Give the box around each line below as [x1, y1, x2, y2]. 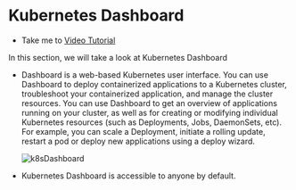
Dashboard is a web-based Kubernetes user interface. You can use [21, 69, 269, 80]
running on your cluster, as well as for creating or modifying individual [21, 107, 278, 118]
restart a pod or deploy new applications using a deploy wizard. [21, 136, 256, 146]
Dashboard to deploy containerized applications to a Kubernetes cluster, [21, 78, 287, 89]
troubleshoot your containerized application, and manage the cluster [21, 88, 274, 99]
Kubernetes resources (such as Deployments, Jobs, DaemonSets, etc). [21, 117, 283, 128]
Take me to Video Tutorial [21, 35, 116, 45]
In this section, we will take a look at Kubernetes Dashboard [8, 52, 228, 62]
